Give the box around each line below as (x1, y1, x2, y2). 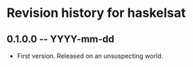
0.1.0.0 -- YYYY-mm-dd (6, 33, 115, 45)
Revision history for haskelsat (6, 5, 186, 21)
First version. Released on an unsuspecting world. (16, 51, 164, 60)
